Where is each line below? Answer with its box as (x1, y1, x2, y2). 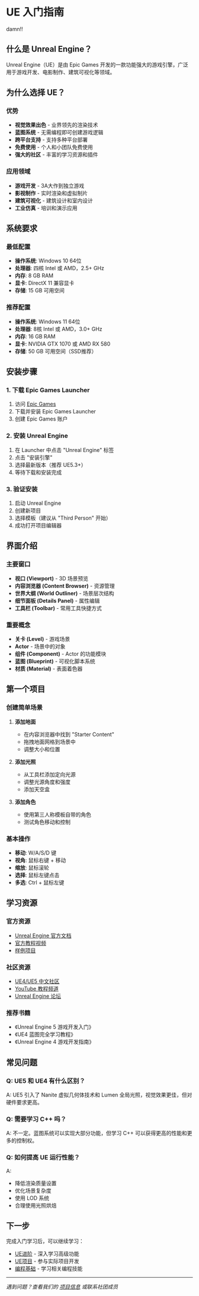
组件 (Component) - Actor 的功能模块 (14, 650, 107, 657)
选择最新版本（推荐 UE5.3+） (14, 461, 87, 468)
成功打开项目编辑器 (14, 522, 62, 529)
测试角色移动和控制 (23, 818, 71, 826)
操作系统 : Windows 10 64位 (14, 257, 82, 264)
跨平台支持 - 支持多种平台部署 (14, 136, 88, 143)
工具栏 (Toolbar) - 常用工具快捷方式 (14, 604, 102, 612)
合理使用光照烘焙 (14, 1202, 57, 1209)
